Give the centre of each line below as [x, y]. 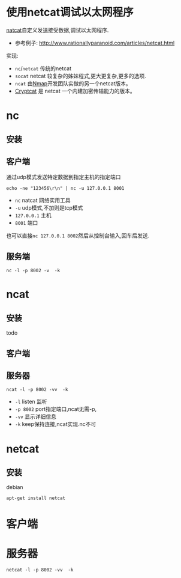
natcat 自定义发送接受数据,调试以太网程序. [58, 30]
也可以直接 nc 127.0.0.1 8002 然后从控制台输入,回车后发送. [78, 236]
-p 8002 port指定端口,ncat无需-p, [56, 409]
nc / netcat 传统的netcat [43, 68]
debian [15, 487]
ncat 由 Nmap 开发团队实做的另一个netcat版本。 [73, 83]
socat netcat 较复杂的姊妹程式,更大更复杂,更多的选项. [81, 76]
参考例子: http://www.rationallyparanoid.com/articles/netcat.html [95, 43]
